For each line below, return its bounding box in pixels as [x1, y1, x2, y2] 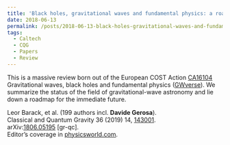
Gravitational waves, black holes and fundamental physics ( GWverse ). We [7, 80, 216, 89]
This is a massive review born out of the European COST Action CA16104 [7, 73, 213, 81]
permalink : [7, 23, 38, 29]
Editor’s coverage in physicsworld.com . [7, 130, 118, 138]
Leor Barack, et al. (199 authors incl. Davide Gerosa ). [7, 108, 157, 116]
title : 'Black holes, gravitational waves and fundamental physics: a [7, 10, 213, 17]
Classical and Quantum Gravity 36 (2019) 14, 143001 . [7, 116, 156, 124]
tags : [7, 29, 23, 36]
